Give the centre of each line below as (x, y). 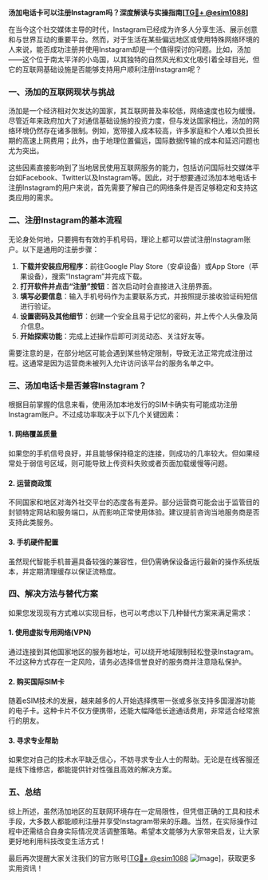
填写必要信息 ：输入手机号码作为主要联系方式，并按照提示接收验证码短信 (138, 296)
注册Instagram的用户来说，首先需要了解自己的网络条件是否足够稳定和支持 (130, 187)
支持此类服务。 (33, 523)
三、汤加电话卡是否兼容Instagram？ (78, 385)
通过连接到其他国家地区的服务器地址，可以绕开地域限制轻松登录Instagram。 (133, 652)
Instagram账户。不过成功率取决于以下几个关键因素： (95, 414)
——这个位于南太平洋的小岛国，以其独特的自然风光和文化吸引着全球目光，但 (134, 59)
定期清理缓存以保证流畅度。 (75, 571)
